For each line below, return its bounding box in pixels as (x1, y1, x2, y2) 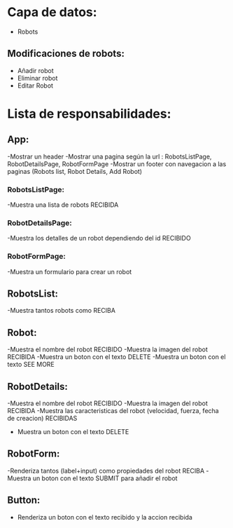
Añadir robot (17, 66, 54, 74)
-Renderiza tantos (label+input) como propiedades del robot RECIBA (7, 466, 205, 475)
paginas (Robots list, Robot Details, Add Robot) (7, 167, 142, 175)
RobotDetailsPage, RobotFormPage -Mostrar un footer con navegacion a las (7, 159, 227, 168)
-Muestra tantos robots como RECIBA (7, 306, 115, 315)
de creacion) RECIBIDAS (7, 414, 78, 423)
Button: (7, 494, 41, 506)
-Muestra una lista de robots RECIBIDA (7, 201, 119, 209)
